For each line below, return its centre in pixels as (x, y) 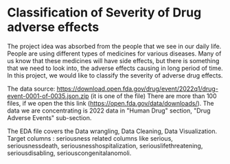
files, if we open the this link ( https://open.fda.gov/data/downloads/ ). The (111, 103)
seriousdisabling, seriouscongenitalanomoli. (69, 153)
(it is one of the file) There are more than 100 (153, 96)
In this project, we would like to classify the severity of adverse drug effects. (115, 75)
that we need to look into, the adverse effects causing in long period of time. (115, 68)
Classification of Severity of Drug (104, 13)
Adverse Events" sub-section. (49, 117)
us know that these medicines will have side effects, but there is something (113, 60)
